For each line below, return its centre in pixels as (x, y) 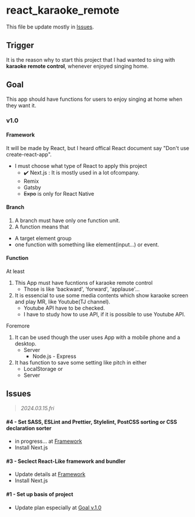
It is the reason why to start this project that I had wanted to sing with (91, 59)
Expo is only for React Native (59, 194)
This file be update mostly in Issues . (50, 27)
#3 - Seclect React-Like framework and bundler (66, 461)
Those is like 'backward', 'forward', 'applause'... (82, 289)
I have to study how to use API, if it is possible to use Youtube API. (104, 315)
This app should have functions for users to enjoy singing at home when (94, 99)
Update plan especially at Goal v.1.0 (58, 508)
